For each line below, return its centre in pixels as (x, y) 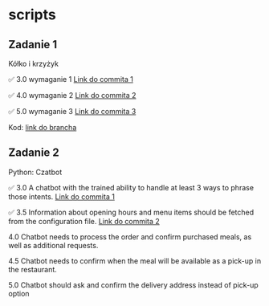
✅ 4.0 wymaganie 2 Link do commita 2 (72, 95)
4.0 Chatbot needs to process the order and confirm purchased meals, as (130, 237)
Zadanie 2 (34, 153)
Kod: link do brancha (43, 127)
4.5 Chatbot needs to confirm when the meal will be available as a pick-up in (135, 261)
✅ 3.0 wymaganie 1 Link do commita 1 (71, 79)
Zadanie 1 (33, 45)
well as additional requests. (53, 245)
